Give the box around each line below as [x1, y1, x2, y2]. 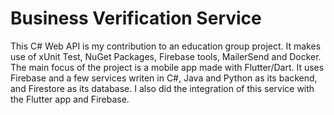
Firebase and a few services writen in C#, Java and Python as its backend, [10, 72, 318, 84]
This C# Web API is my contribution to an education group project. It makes [10, 40, 322, 52]
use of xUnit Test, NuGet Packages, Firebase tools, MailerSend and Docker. [10, 50, 322, 62]
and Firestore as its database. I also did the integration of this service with [10, 82, 315, 94]
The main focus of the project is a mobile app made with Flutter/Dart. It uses [10, 61, 325, 73]
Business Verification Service [10, 7, 262, 30]
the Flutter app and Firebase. [10, 93, 130, 105]
